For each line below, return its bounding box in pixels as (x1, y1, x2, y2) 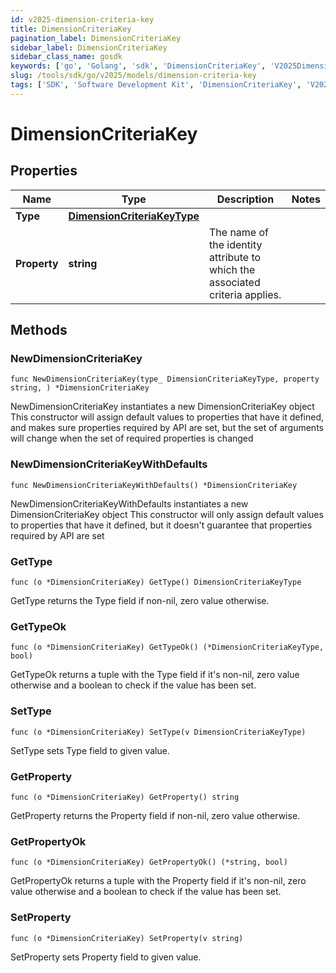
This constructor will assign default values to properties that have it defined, (10, 411, 325, 423)
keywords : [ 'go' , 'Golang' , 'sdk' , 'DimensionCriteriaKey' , (10, 61, 267, 71)
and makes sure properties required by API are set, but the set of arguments (10, 422, 324, 434)
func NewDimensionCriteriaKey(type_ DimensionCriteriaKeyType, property (10, 374, 320, 385)
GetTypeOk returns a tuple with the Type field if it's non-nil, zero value (10, 669, 300, 681)
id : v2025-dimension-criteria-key (10, 14, 155, 25)
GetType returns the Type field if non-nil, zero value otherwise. (10, 595, 270, 607)
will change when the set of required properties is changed (10, 432, 254, 445)
